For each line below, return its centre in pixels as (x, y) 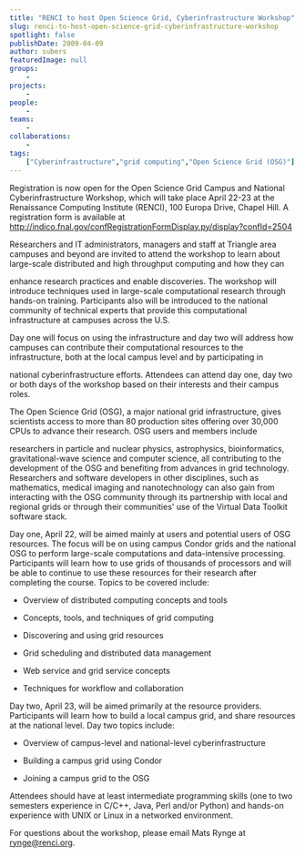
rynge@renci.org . (42, 842)
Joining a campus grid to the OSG (86, 778)
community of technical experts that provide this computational (128, 310)
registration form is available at (67, 217)
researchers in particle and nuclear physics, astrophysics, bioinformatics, (147, 448)
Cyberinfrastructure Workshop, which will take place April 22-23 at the (142, 198)
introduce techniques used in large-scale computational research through (148, 291)
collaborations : (40, 137)
